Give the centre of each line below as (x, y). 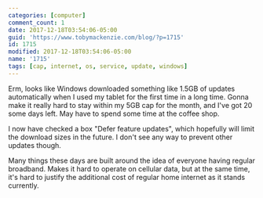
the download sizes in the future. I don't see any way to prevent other (121, 137)
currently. (24, 185)
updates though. (35, 145)
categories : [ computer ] (47, 15)
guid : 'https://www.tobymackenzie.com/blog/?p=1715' (96, 37)
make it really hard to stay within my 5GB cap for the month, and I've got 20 (130, 105)
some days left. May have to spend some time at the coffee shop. (114, 113)
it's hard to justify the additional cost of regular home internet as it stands (127, 177)
